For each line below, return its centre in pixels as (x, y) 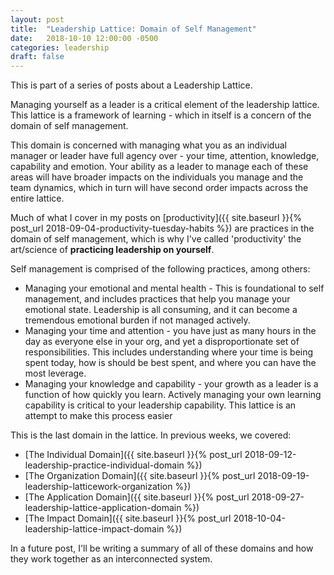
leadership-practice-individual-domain (104, 465)
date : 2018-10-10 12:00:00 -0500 (84, 38)
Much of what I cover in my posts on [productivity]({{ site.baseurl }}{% (156, 218)
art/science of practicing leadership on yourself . (112, 250)
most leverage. (55, 373)
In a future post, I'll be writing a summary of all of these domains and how (162, 548)
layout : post (37, 19)
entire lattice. (37, 198)
